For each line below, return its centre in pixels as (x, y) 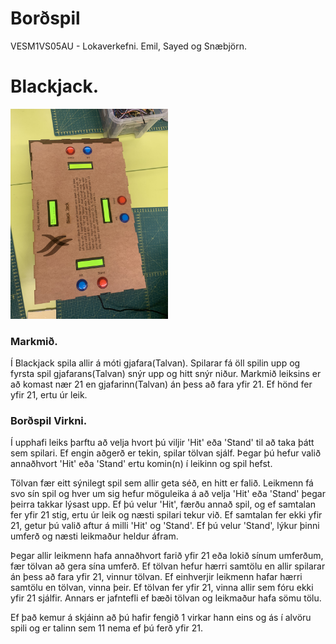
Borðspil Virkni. (49, 421)
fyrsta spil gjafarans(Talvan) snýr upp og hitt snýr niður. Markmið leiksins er (166, 374)
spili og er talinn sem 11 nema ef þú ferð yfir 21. (106, 628)
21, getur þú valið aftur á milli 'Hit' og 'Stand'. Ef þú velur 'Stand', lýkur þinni (165, 526)
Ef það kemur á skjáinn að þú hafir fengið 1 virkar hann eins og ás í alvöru (161, 618)
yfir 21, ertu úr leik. (49, 395)
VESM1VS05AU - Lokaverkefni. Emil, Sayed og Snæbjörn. (129, 46)
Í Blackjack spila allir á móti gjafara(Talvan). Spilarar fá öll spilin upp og (155, 363)
